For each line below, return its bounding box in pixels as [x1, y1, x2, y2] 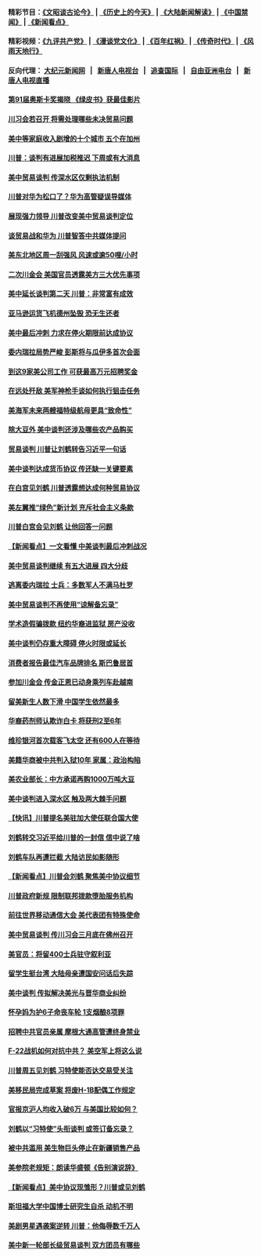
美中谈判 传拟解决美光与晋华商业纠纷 [8, 988, 127, 997]
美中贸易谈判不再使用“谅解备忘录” [8, 599, 119, 609]
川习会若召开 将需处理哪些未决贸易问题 [8, 114, 134, 123]
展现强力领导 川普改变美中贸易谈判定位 [8, 211, 134, 220]
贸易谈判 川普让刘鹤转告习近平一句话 [8, 444, 127, 454]
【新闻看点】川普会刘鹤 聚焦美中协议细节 [8, 872, 141, 881]
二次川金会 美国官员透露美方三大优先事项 [8, 269, 141, 279]
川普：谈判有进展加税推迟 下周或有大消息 [8, 153, 141, 162]
